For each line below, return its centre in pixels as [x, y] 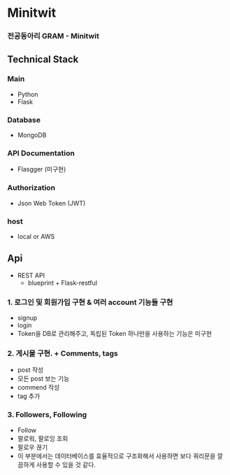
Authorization [31, 188]
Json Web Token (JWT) [51, 203]
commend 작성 [38, 388]
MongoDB [32, 135]
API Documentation [41, 153]
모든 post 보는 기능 [43, 378]
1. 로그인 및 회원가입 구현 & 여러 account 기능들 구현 [90, 302]
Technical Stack [43, 59]
